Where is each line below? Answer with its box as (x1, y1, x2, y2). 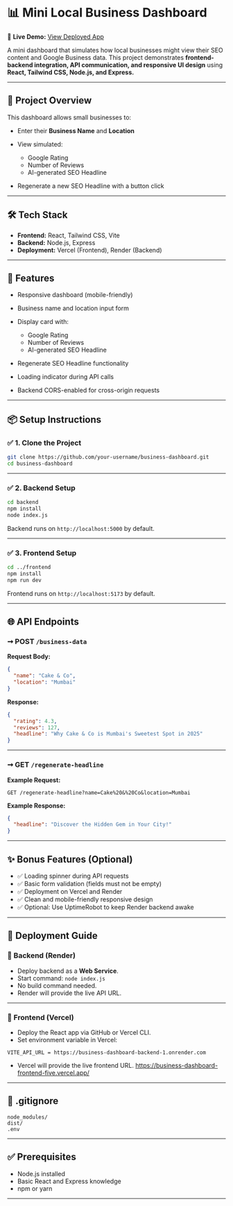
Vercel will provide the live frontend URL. (17, 1061, 134, 1069)
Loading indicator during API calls (17, 373, 114, 381)
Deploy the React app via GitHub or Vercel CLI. (17, 1028, 151, 1037)
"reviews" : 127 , (13, 724, 60, 731)
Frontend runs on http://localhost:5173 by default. (7, 589, 156, 597)
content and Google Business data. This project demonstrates (7, 53, 184, 62)
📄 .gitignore (7, 1095, 59, 1107)
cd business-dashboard (7, 460, 73, 467)
